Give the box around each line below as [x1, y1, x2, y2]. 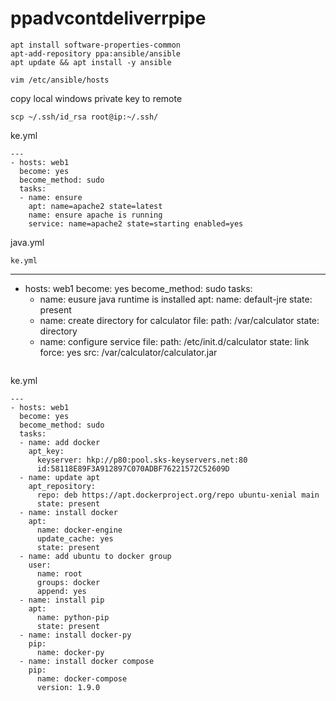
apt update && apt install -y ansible [10, 57, 172, 67]
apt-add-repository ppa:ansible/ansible [10, 48, 182, 59]
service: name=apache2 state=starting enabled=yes [28, 218, 244, 229]
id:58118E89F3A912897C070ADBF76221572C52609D [36, 463, 230, 474]
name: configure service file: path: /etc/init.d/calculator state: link [39, 335, 310, 347]
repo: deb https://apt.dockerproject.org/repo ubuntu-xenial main [36, 490, 320, 500]
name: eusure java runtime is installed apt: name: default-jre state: [39, 293, 313, 305]
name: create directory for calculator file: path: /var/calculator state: [39, 314, 320, 326]
